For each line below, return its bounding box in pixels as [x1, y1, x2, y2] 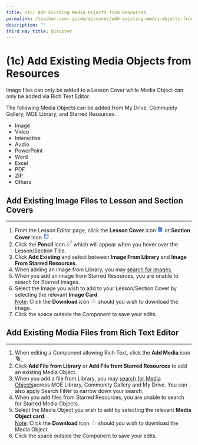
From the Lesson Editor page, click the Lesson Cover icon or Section [14, 227, 190, 233]
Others [14, 178, 32, 186]
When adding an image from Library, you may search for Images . [14, 266, 173, 273]
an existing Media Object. [14, 368, 77, 375]
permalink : [6, 15, 33, 22]
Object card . [14, 412, 46, 420]
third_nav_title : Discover [6, 28, 72, 34]
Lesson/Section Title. [14, 247, 67, 254]
